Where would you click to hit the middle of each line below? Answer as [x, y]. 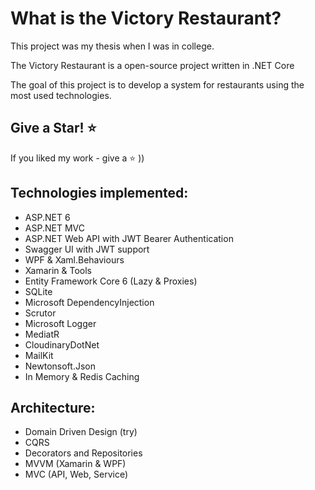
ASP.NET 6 [47, 217]
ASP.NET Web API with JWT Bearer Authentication [129, 238]
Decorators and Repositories [83, 453]
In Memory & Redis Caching [82, 376]
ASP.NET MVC [54, 228]
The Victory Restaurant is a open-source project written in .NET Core [152, 65]
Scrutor [40, 313]
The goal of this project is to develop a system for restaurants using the [157, 84]
